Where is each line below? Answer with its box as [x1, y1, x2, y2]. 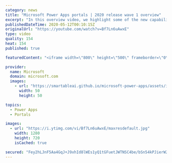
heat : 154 [5, 41, 27, 46]
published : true [5, 46, 40, 51]
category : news [5, 7, 38, 13]
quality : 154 [5, 37, 33, 42]
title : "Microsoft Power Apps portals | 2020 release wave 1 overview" [5, 12, 161, 17]
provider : [5, 64, 27, 69]
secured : [5, 150, 24, 155]
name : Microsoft [10, 69, 45, 75]
